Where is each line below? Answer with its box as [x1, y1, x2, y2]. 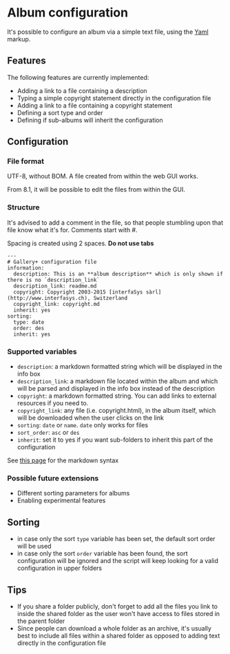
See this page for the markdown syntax [7, 456, 119, 464]
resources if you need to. [17, 399, 89, 407]
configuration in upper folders [17, 564, 102, 573]
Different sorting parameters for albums [17, 489, 130, 498]
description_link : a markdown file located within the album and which [17, 377, 218, 385]
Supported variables [7, 347, 77, 356]
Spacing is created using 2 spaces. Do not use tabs [7, 239, 154, 247]
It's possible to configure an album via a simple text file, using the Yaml [7, 28, 209, 36]
